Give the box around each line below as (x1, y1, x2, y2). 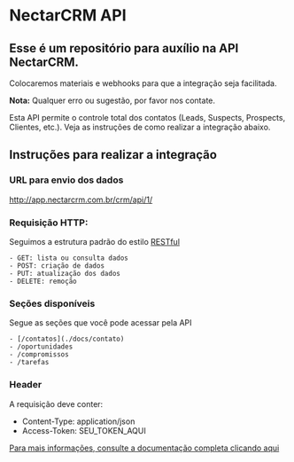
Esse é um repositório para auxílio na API (9, 41, 239, 56)
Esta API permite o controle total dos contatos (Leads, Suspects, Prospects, (9, 113, 286, 122)
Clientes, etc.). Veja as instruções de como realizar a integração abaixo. (9, 121, 271, 132)
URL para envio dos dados (9, 174, 124, 186)
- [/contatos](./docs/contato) (9, 334, 125, 344)
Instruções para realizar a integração (9, 147, 217, 162)
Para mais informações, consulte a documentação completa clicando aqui (9, 442, 280, 453)
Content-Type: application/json (21, 416, 135, 427)
